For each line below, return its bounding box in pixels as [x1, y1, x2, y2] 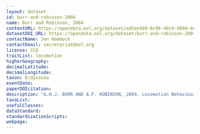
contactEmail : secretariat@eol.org [6, 42, 95, 48]
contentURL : [6, 25, 36, 31]
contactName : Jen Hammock [6, 36, 70, 42]
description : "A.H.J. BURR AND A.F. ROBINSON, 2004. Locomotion [6, 91, 169, 97]
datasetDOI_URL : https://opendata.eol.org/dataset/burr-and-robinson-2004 [6, 31, 196, 37]
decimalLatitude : [6, 63, 49, 70]
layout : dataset [6, 8, 46, 15]
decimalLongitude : [6, 69, 52, 75]
